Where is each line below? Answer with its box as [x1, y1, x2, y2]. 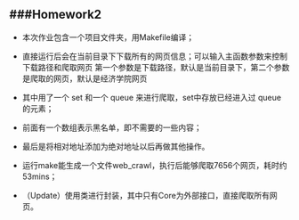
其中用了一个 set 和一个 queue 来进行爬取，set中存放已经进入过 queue [21, 92, 282, 102]
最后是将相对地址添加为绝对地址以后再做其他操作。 [21, 141, 210, 151]
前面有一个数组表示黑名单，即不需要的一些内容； [21, 122, 202, 133]
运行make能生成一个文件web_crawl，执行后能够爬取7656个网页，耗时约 [21, 159, 287, 170]
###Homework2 [9, 7, 102, 22]
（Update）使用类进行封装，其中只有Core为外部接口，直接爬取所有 [21, 190, 270, 200]
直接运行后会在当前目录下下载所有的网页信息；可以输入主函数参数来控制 [21, 51, 287, 61]
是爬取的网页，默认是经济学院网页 [21, 73, 148, 84]
